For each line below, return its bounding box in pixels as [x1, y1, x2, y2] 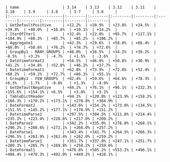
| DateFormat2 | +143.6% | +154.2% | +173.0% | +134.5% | [5, 103, 157, 108]
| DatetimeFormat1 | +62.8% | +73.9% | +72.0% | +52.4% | [5, 67, 157, 72]
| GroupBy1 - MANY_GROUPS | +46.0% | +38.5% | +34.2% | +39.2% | [5, 49, 157, 55]
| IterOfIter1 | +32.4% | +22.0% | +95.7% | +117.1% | [5, 32, 157, 37]
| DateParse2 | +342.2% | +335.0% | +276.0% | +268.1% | [5, 121, 157, 126]
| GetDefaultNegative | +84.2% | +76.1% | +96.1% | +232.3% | [5, 85, 157, 90]
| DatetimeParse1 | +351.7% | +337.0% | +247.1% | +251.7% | [5, 139, 157, 144]
